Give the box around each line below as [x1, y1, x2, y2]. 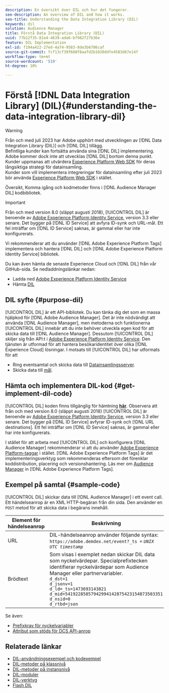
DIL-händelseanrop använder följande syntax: [49, 531, 158, 538]
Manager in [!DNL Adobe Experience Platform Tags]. [5, 466, 114, 472]
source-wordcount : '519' [5, 59, 57, 64]
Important [5, 200, 26, 206]
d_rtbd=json [49, 601, 78, 607]
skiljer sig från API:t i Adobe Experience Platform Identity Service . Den [5, 335, 151, 342]
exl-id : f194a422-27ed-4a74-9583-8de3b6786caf [5, 45, 105, 50]
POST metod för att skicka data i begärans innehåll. [5, 504, 109, 510]
